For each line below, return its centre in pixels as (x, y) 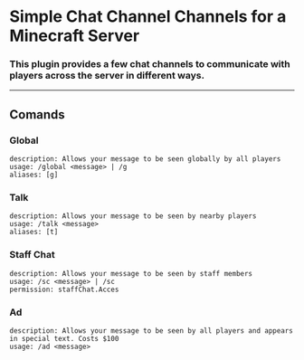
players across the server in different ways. (107, 76)
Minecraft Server (75, 36)
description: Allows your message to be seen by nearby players (133, 216)
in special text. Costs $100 (64, 339)
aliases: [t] (34, 232)
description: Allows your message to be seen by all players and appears (152, 331)
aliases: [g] (34, 175)
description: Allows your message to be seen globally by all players (145, 159)
